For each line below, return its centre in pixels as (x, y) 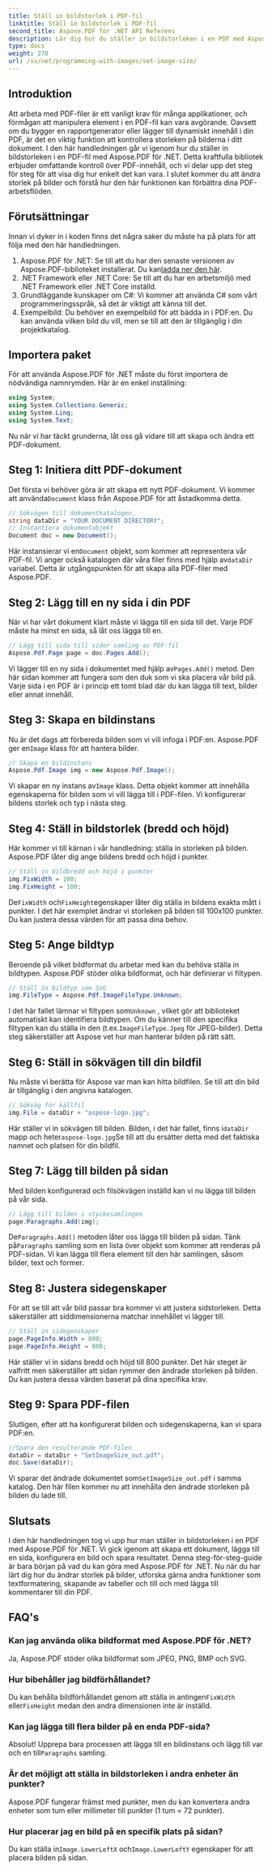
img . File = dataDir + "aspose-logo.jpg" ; (79, 1113)
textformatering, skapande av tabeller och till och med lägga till (113, 1584)
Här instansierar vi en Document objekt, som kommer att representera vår (127, 551)
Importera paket (50, 355)
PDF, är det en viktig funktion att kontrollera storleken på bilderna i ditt (125, 139)
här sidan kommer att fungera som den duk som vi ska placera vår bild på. (132, 677)
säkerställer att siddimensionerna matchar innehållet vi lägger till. (117, 1317)
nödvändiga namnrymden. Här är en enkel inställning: (98, 383)
